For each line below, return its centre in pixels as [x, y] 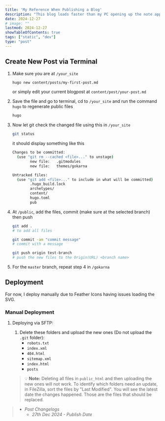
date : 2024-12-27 [23, 19]
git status [23, 134]
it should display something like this [48, 144]
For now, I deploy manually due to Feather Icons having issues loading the [80, 294]
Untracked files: [30, 175]
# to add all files [32, 231]
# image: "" [17, 23]
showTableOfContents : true [33, 32]
